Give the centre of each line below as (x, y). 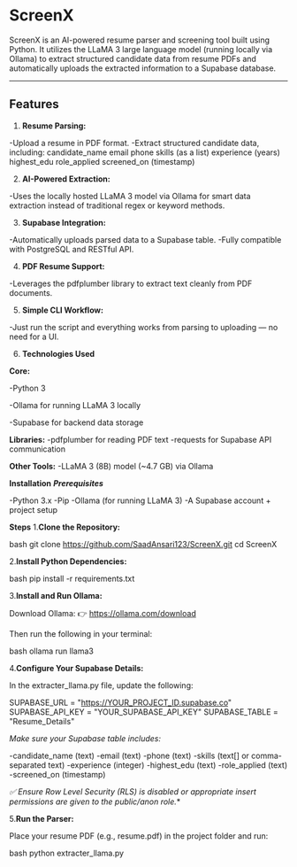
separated (28, 765)
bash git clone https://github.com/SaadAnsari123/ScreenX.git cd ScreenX (143, 544)
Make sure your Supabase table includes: (85, 738)
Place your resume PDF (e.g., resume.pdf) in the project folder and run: (139, 836)
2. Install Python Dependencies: (68, 561)
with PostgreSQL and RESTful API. (72, 249)
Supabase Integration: (64, 222)
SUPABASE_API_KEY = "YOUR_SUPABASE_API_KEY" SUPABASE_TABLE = (144, 712)
